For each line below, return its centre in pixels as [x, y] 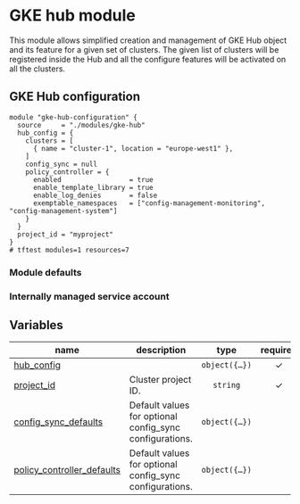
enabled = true [93, 179]
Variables [37, 325]
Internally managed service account [89, 296]
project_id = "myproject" [66, 234]
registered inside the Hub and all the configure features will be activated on [148, 59]
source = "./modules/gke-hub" [81, 125]
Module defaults [46, 272]
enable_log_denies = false [95, 195]
